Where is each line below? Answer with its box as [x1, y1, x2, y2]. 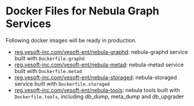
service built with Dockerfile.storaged [14, 80, 110, 87]
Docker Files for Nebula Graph [5, 4, 160, 18]
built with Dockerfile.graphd [14, 54, 85, 62]
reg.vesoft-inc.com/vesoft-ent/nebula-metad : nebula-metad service [14, 61, 184, 68]
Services [5, 17, 52, 31]
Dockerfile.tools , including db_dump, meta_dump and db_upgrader [14, 93, 184, 100]
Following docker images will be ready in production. [5, 37, 137, 44]
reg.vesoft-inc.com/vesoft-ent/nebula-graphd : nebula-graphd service [14, 48, 188, 55]
